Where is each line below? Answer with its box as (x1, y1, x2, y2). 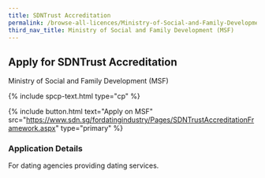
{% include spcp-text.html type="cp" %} (8, 91, 140, 101)
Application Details (8, 143, 83, 154)
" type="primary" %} (55, 124, 124, 133)
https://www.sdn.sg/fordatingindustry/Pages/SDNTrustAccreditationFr (26, 115, 255, 124)
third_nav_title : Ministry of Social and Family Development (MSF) (8, 26, 235, 34)
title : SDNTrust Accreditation (8, 11, 111, 20)
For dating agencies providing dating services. (8, 161, 159, 170)
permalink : (8, 19, 44, 27)
